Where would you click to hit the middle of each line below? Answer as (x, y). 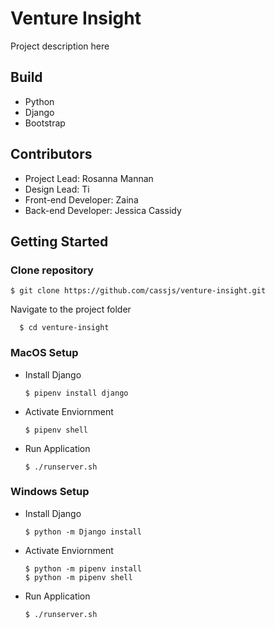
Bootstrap (45, 123)
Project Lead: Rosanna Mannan (89, 178)
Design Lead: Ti (57, 189)
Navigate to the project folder (71, 309)
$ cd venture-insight (64, 328)
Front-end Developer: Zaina (81, 199)
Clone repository (52, 270)
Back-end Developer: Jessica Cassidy (103, 210)
